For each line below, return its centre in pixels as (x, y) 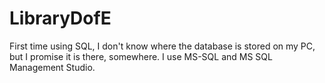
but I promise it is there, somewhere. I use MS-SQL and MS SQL (141, 56)
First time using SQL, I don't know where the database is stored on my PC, (162, 46)
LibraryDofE (60, 18)
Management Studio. (52, 67)
